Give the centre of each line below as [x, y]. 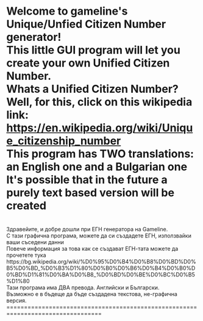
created [27, 206]
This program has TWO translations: [100, 154]
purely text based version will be [91, 193]
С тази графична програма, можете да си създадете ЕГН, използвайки [99, 236]
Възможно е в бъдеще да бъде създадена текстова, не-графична [92, 294]
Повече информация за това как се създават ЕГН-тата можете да [92, 248]
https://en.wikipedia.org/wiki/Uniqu [100, 128]
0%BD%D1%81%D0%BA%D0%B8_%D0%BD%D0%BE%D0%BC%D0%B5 [101, 274]
